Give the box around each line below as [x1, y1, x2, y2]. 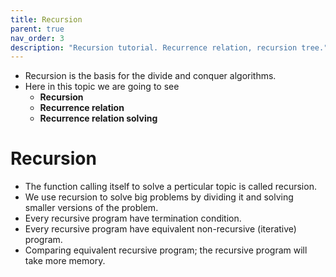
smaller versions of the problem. [24, 202, 159, 214]
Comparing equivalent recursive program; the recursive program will [24, 244, 308, 256]
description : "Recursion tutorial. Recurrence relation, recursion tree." [10, 42, 329, 53]
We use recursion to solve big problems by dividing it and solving [24, 191, 294, 203]
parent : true [10, 24, 65, 34]
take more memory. [24, 255, 106, 267]
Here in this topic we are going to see [24, 81, 180, 93]
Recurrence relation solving [39, 112, 158, 125]
